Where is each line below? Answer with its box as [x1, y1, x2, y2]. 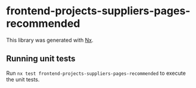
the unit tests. [6, 76, 40, 83]
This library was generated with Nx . [6, 36, 94, 43]
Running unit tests [6, 54, 76, 64]
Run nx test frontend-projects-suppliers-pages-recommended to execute [6, 70, 186, 77]
